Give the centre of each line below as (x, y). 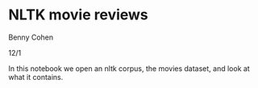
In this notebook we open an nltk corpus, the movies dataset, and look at (129, 68)
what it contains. (36, 77)
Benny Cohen (31, 37)
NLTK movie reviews (79, 15)
